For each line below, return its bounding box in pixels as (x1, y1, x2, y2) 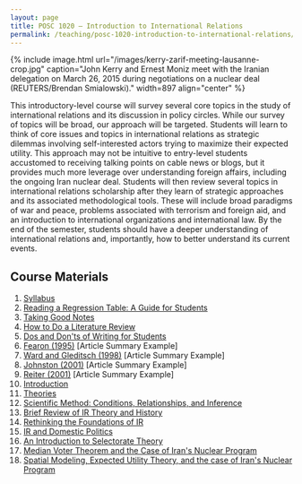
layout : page (10, 13, 59, 22)
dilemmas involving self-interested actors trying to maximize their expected (10, 138, 289, 149)
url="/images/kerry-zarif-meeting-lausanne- (95, 55, 260, 65)
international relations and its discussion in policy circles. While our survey (10, 109, 285, 121)
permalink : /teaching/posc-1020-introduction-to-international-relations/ (10, 30, 296, 39)
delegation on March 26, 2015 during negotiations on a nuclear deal (10, 73, 261, 84)
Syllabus (22, 293, 56, 304)
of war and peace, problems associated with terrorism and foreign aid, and (10, 205, 286, 216)
